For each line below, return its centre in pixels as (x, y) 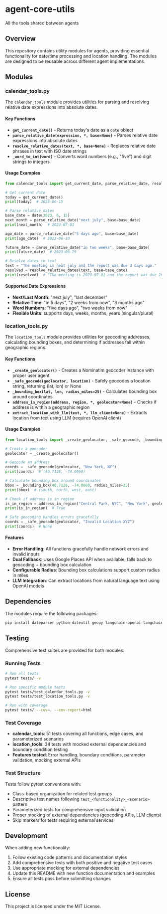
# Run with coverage (27, 706)
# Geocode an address (28, 462)
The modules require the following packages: (51, 613)
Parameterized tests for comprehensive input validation (69, 809)
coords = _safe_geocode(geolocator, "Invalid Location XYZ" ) (70, 522)
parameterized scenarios (38, 739)
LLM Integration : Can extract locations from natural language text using (86, 581)
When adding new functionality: (38, 848)
